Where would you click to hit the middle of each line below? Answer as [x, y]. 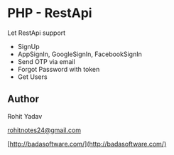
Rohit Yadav [25, 116]
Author [23, 99]
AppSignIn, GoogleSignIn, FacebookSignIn [80, 54]
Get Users [32, 77]
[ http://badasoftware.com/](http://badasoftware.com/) [87, 144]
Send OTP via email [47, 61]
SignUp [29, 46]
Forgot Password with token [59, 69]
